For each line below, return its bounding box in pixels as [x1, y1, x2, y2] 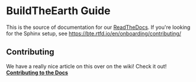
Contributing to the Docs [6, 69, 68, 76]
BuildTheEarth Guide [6, 4, 111, 18]
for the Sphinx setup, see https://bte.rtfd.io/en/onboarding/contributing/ [6, 29, 182, 37]
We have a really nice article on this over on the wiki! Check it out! [6, 63, 167, 70]
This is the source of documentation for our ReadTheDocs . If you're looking [6, 24, 191, 31]
